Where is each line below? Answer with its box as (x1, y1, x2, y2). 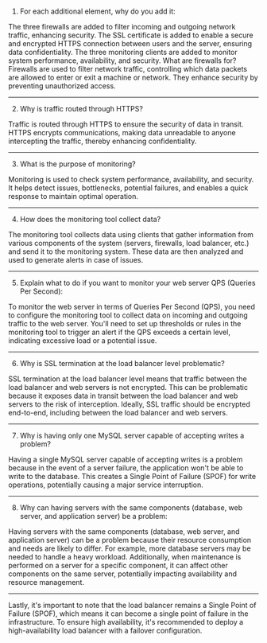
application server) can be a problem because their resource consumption (8, 536, 252, 544)
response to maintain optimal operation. (8, 192, 139, 201)
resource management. (8, 578, 85, 586)
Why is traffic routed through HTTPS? (19, 104, 143, 113)
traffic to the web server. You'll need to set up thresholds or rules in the (8, 319, 242, 328)
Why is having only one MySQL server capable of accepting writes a (19, 431, 245, 440)
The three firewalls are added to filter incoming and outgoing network (8, 22, 236, 31)
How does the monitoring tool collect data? (19, 215, 161, 224)
